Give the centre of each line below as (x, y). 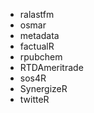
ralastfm (37, 14)
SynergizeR (43, 88)
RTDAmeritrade (51, 67)
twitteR (34, 99)
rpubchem (41, 57)
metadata (39, 35)
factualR (37, 46)
